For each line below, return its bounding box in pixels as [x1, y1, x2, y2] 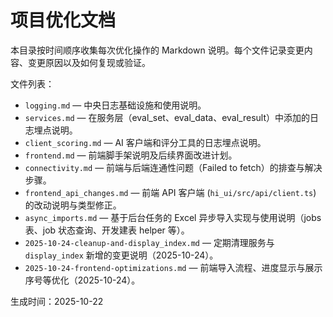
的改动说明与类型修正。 [24, 199, 122, 211]
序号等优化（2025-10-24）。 [24, 274, 141, 286]
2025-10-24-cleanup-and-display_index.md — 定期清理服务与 [24, 236, 275, 248]
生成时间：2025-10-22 [10, 295, 104, 307]
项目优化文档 [10, 9, 117, 32]
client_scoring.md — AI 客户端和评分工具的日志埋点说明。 [24, 136, 267, 148]
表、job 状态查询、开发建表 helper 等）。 [24, 224, 190, 236]
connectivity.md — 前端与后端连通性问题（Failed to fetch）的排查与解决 [24, 161, 323, 173]
